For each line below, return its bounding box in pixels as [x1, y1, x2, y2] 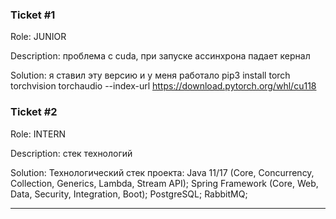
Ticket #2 [10, 105, 58, 119]
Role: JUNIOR [10, 31, 67, 43]
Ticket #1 [10, 8, 56, 22]
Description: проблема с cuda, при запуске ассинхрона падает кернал [10, 50, 311, 62]
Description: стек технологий [10, 147, 133, 159]
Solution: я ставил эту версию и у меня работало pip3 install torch [10, 69, 291, 82]
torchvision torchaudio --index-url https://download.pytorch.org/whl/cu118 [10, 80, 317, 92]
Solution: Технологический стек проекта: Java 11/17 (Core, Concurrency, [10, 166, 315, 178]
